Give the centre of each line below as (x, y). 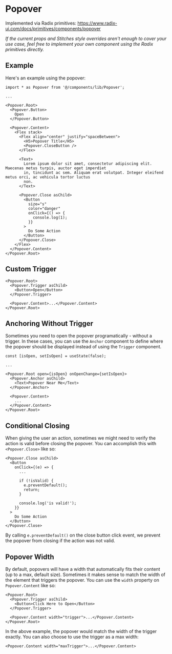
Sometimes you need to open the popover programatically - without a (79, 336)
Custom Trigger (31, 269)
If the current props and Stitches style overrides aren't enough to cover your (86, 38)
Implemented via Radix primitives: (41, 23)
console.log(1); (50, 217)
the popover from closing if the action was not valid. (60, 541)
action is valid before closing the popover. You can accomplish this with (81, 444)
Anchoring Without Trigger (49, 323)
